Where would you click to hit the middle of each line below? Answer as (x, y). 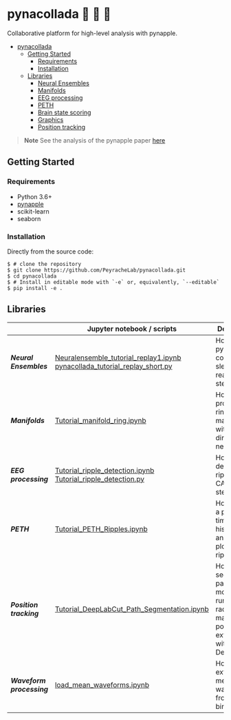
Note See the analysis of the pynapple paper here (95, 140)
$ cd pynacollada (32, 276)
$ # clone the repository (44, 264)
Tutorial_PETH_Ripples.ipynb (101, 528)
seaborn (29, 218)
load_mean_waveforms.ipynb (102, 685)
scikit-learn (33, 211)
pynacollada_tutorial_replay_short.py (114, 366)
